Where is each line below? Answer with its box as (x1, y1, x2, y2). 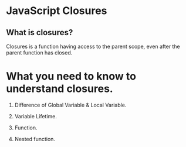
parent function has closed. (6, 49, 73, 56)
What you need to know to (6, 70, 137, 83)
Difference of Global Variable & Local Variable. (14, 101, 127, 108)
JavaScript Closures (6, 4, 107, 18)
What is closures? (6, 28, 73, 37)
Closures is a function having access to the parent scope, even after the (6, 43, 180, 50)
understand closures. (6, 82, 113, 95)
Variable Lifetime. (14, 112, 57, 119)
